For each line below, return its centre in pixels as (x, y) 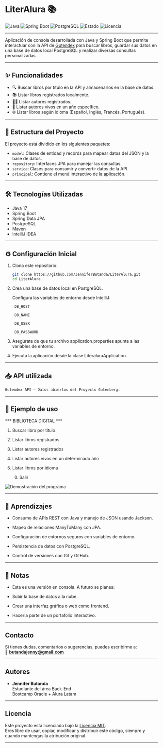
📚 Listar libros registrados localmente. (51, 95)
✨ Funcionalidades (34, 75)
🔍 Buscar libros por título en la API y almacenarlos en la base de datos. (83, 87)
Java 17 (20, 208)
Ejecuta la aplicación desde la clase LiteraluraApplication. (69, 355)
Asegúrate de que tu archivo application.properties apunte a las (76, 341)
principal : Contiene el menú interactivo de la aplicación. (69, 174)
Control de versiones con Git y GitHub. (51, 556)
